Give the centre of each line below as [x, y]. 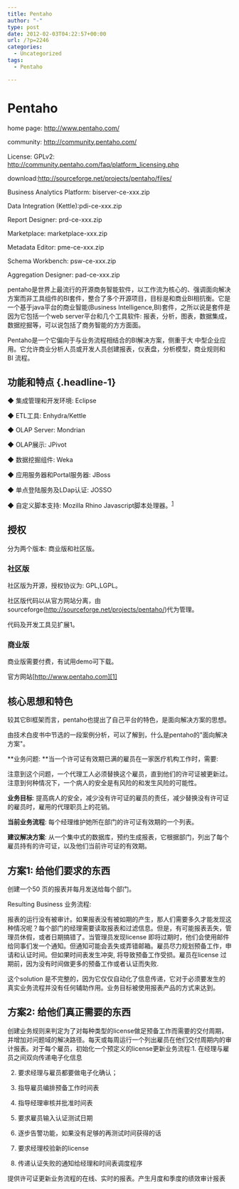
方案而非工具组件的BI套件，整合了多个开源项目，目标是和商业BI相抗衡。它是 [119, 298]
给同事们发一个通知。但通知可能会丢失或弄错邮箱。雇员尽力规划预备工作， [116, 946]
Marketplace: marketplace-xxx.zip [58, 233]
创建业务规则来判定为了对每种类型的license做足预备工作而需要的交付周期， [117, 1030]
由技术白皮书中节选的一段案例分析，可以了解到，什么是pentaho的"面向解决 [117, 735]
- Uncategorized [38, 54]
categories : [25, 47]
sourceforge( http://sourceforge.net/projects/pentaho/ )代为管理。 [103, 609]
